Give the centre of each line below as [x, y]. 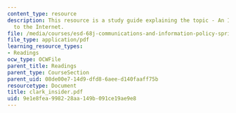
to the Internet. [39, 27]
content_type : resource [42, 14]
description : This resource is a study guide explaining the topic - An [116, 20]
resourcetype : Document [42, 86]
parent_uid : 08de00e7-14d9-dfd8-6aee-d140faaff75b [83, 79]
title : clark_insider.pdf [45, 92]
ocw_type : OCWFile [34, 60]
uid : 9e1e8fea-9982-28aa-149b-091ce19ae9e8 [72, 99]
